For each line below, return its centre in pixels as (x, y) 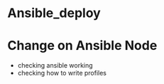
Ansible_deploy (54, 13)
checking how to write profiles (62, 73)
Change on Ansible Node (82, 46)
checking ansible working (55, 65)
